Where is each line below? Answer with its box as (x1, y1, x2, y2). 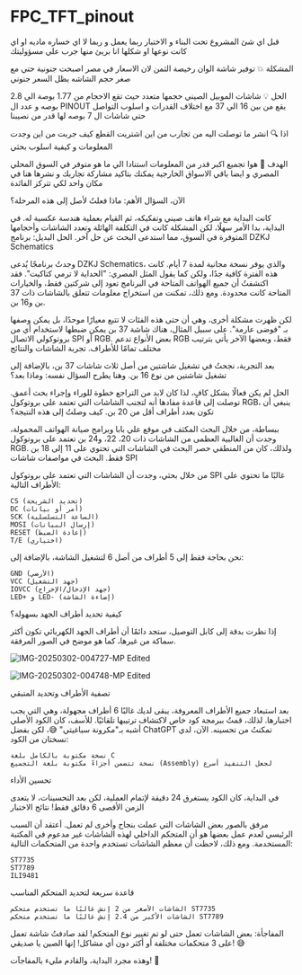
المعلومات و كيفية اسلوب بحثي (10, 141, 113, 152)
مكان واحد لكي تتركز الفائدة (10, 177, 103, 188)
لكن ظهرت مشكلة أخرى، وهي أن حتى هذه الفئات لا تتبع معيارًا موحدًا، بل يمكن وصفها (10, 314, 292, 324)
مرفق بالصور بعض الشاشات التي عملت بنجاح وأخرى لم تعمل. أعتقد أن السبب (10, 819, 269, 829)
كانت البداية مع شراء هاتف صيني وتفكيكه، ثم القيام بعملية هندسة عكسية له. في (10, 212, 272, 223)
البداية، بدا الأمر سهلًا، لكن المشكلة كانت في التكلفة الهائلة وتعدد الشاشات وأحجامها (10, 222, 286, 233)
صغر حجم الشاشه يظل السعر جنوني (10, 73, 131, 84)
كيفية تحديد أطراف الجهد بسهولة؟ (10, 608, 122, 619)
